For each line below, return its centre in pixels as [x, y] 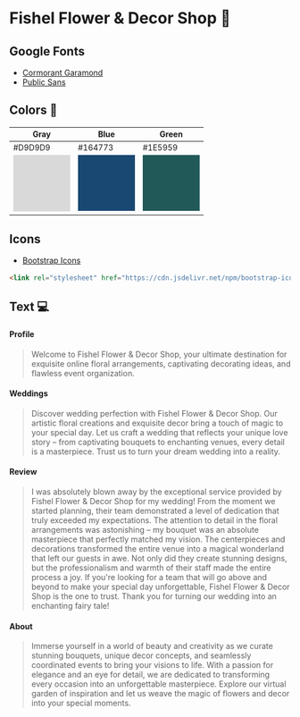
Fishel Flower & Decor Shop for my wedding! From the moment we [153, 501]
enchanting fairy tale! [70, 606]
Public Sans [44, 82]
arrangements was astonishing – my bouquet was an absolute [145, 530]
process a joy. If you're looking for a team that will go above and [149, 577]
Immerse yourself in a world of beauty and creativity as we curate [152, 646]
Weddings [29, 393]
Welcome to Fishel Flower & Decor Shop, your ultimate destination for [159, 354]
